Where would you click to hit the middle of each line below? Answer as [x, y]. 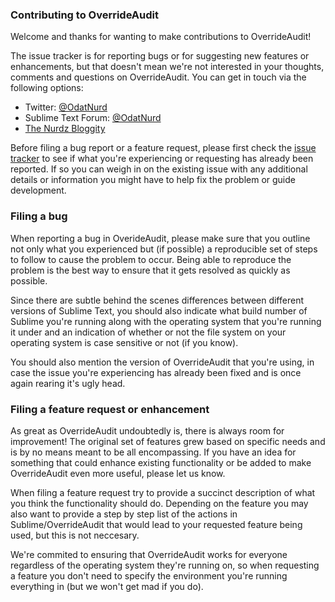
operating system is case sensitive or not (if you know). [124, 342]
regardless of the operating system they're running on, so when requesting [165, 565]
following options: [47, 88]
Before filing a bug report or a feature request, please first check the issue [163, 148]
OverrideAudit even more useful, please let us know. [118, 473]
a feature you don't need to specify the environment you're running [149, 575]
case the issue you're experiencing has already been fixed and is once [156, 372]
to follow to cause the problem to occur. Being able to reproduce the [151, 259]
